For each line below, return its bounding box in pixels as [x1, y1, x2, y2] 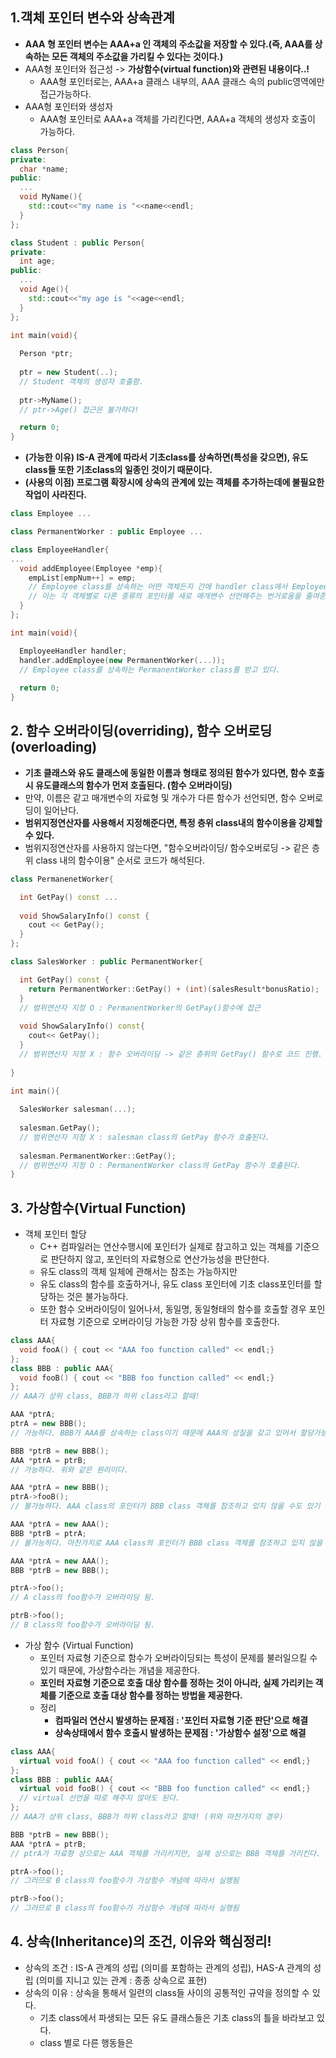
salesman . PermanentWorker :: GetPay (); [19, 1151, 177, 1161]
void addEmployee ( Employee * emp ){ [19, 563, 163, 573]
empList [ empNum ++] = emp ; [28, 573, 137, 583]
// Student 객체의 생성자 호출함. [19, 376, 145, 387]
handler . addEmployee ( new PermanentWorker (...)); [19, 655, 226, 665]
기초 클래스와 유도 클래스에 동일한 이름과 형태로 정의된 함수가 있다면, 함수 [24, 766, 307, 778]
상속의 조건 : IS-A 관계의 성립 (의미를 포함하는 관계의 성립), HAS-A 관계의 [24, 1961, 312, 1973]
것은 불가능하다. [66, 1291, 129, 1303]
